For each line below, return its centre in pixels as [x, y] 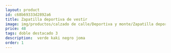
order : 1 [15, 43]
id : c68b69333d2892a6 [28, 15]
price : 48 [16, 29]
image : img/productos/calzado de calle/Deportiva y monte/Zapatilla [79, 24]
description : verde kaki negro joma [45, 38]
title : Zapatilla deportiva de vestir [46, 19]
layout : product [22, 10]
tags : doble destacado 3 [32, 33]
